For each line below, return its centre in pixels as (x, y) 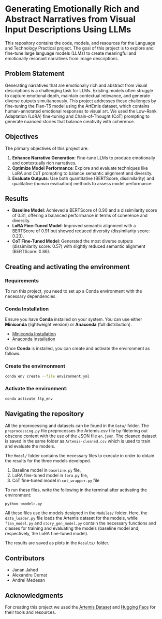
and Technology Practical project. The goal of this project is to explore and (79, 48)
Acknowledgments (34, 595)
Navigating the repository (44, 414)
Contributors (25, 558)
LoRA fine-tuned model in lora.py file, (50, 475)
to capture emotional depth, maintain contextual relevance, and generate (78, 95)
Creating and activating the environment (67, 267)
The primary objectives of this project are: (47, 148)
